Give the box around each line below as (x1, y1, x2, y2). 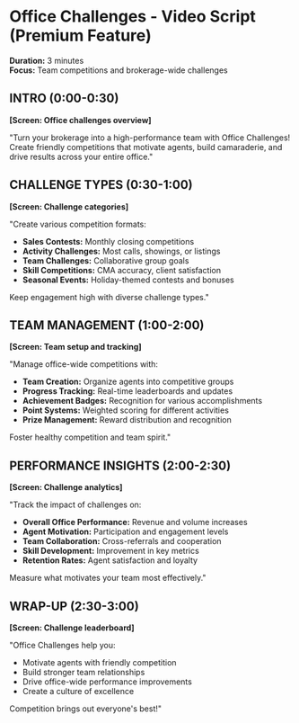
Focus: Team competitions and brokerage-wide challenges (9, 65, 228, 76)
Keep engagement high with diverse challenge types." (9, 291, 209, 302)
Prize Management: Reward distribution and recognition (22, 415, 232, 425)
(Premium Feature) (9, 25, 152, 46)
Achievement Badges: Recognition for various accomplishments (22, 396, 263, 406)
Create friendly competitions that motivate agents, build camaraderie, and (9, 141, 283, 152)
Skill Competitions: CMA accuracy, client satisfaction (22, 264, 222, 275)
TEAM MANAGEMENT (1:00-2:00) (9, 317, 205, 333)
